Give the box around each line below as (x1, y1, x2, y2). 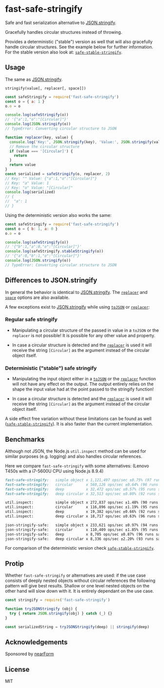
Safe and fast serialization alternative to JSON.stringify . (5, 20, 117, 26)
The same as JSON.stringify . (5, 76, 62, 82)
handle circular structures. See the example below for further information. (5, 44, 153, 50)
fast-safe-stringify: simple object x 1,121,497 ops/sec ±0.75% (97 (5, 477, 152, 482)
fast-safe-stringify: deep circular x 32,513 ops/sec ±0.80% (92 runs (5, 491, 156, 496)
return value (9, 162, 36, 167)
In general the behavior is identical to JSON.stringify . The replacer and (5, 289, 148, 295)
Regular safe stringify (5, 316, 58, 323)
